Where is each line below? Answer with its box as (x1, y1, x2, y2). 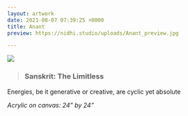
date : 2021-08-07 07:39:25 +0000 (7, 17, 104, 24)
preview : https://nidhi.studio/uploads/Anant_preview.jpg (7, 29, 179, 37)
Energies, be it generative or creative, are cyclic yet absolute (7, 88, 181, 96)
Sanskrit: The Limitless (24, 72, 104, 81)
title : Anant (7, 23, 45, 30)
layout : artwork (7, 10, 54, 17)
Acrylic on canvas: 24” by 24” (7, 101, 94, 109)
